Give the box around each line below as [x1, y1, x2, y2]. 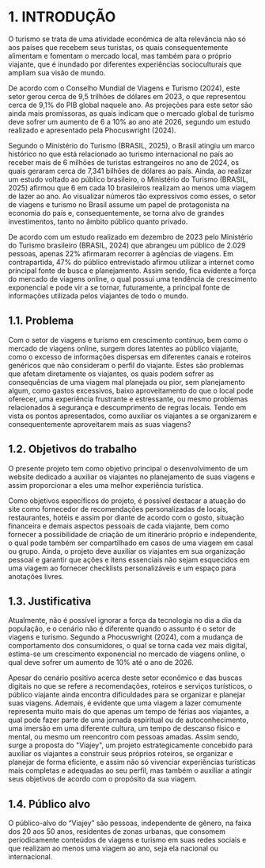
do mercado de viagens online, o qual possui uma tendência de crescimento [8, 274, 257, 283]
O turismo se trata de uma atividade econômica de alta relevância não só [8, 34, 247, 44]
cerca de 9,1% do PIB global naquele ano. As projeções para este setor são [8, 100, 253, 109]
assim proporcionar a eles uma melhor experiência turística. [8, 480, 203, 490]
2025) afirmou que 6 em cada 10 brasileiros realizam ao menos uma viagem [8, 182, 256, 192]
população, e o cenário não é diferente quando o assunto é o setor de [8, 624, 236, 634]
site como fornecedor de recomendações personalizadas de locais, [8, 504, 229, 513]
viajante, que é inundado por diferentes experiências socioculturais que [8, 60, 242, 69]
